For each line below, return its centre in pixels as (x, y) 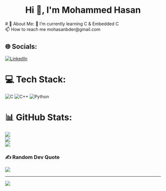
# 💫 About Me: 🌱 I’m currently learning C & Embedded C (62, 24)
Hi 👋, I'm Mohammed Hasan (83, 10)
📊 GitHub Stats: (39, 117)
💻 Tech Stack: (36, 79)
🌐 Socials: (21, 47)
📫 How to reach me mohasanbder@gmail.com (53, 29)
